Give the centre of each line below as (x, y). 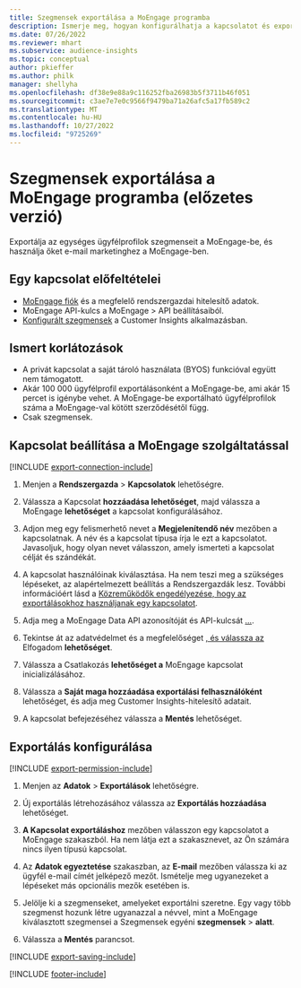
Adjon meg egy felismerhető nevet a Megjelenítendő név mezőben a (150, 529)
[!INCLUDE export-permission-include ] (81, 768)
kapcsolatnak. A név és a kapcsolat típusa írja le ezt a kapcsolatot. (145, 538)
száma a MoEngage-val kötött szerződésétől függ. (116, 408)
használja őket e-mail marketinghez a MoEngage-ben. (109, 251)
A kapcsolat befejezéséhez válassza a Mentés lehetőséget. (132, 719)
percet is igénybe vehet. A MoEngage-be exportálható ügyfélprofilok (149, 398)
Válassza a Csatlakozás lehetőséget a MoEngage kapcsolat (133, 665)
